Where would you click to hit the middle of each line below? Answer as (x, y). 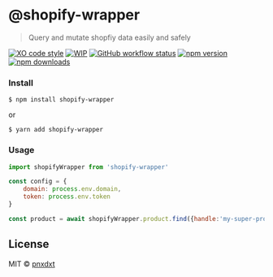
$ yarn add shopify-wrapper (56, 130)
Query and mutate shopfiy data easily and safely (109, 37)
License (29, 244)
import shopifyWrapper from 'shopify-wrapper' (89, 167)
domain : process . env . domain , (72, 189)
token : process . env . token (67, 197)
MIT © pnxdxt (32, 264)
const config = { (38, 182)
